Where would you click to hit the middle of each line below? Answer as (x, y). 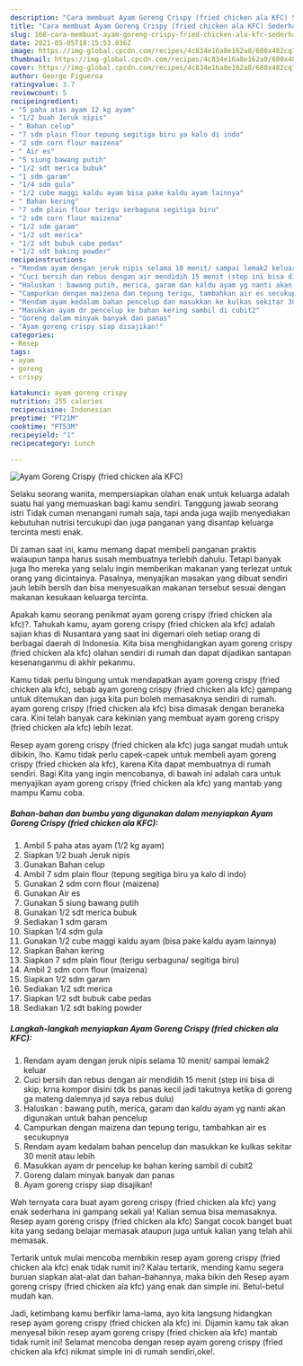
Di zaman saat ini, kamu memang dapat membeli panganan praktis (134, 550)
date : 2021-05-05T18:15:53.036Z (71, 43)
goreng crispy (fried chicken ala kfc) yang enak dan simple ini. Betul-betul (147, 1287)
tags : (20, 351)
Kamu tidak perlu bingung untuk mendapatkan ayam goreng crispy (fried (145, 680)
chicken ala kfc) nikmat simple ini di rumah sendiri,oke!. (113, 1352)
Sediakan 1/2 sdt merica (68, 989)
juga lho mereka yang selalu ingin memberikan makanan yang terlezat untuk (151, 569)
